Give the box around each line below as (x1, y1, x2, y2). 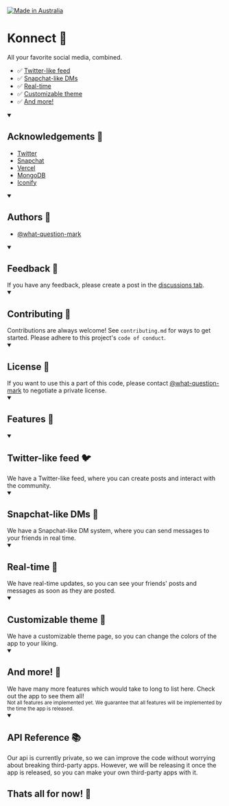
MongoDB (16, 171, 46, 179)
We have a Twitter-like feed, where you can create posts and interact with (7, 474, 216, 482)
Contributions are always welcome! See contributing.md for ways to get (7, 327, 211, 335)
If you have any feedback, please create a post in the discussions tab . (7, 281, 204, 289)
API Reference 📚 (7, 732, 82, 744)
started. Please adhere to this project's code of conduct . (7, 333, 166, 342)
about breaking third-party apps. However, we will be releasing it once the (7, 761, 217, 769)
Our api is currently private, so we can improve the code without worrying (7, 753, 216, 761)
